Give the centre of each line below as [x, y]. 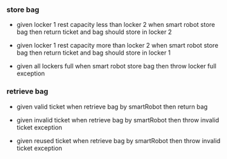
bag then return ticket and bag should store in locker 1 [93, 53]
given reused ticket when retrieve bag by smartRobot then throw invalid [118, 140]
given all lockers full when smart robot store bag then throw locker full [116, 66]
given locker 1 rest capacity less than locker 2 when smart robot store [116, 25]
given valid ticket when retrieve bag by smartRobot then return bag [112, 106]
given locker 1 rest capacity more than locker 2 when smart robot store [117, 46]
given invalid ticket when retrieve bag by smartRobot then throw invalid [118, 120]
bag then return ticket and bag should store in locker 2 [94, 32]
